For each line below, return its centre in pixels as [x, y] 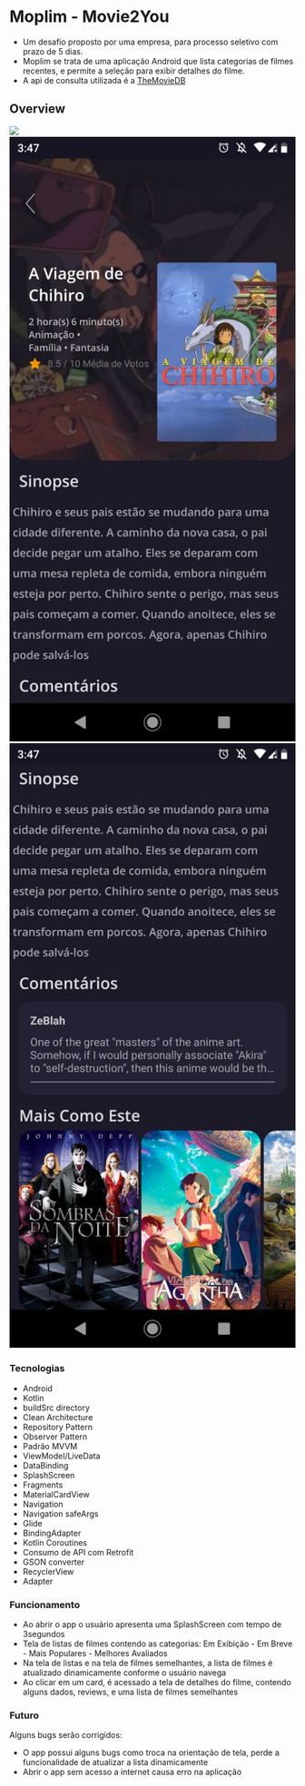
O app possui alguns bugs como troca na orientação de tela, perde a [151, 1752]
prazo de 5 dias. [53, 51]
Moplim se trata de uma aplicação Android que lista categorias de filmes [158, 61]
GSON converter [53, 1562]
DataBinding [45, 1465]
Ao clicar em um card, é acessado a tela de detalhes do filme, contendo [157, 1682]
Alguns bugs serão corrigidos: [66, 1735]
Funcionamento [44, 1604]
